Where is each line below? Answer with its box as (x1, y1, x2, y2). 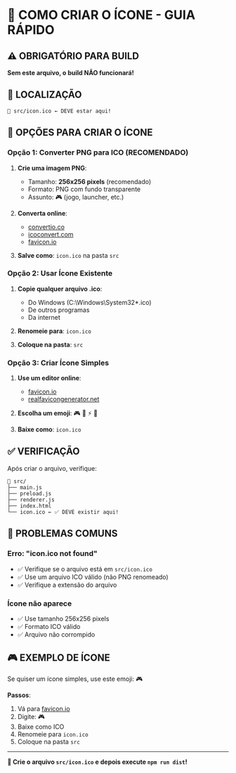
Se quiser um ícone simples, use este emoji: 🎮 (7, 675, 143, 683)
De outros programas (27, 306, 90, 314)
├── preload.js (7, 490, 52, 497)
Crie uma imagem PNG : (17, 164, 87, 172)
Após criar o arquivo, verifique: (7, 464, 97, 472)
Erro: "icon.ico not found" (7, 549, 98, 559)
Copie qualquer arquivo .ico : (17, 285, 103, 293)
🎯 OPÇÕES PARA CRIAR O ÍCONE (7, 126, 153, 138)
